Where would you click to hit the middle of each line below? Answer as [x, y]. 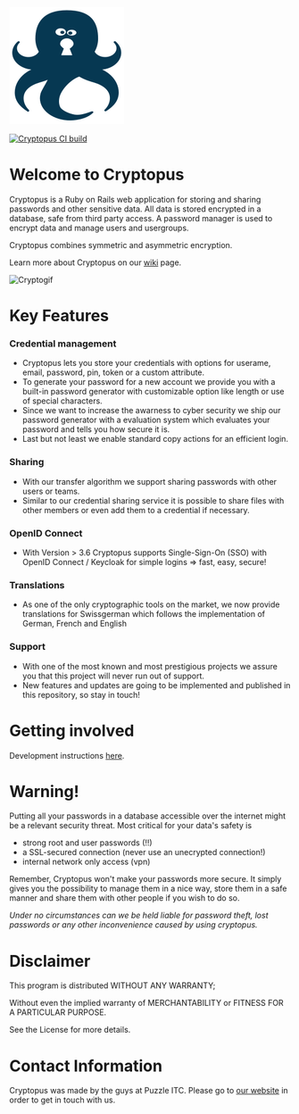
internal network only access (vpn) [86, 862]
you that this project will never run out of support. [113, 676]
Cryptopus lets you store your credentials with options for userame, [146, 363]
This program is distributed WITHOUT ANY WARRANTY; [112, 985]
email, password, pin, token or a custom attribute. [113, 372]
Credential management [63, 344]
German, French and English [75, 624]
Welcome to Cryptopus [97, 175]
